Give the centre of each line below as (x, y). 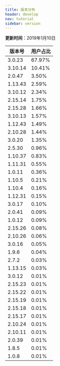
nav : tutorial (20, 19)
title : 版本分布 (20, 10)
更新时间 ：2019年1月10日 (30, 38)
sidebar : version (23, 23)
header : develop (22, 14)
